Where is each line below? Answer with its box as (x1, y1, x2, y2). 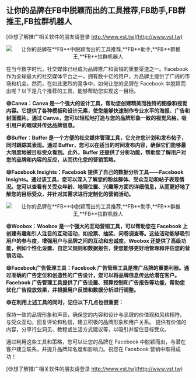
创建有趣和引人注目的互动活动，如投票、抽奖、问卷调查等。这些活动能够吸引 (6, 230, 190, 237)
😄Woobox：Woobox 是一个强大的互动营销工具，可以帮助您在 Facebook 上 (6, 222, 188, 229)
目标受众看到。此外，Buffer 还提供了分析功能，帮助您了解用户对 (31, 149, 187, 156)
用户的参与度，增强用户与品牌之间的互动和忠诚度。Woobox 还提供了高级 (6, 237, 181, 244)
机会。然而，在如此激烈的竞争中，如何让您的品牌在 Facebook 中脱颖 (16, 80, 181, 87)
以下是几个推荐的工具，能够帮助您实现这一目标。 (21, 87, 139, 94)
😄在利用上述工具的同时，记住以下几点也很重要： (6, 298, 124, 305)
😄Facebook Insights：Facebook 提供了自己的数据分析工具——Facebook (6, 169, 184, 176)
